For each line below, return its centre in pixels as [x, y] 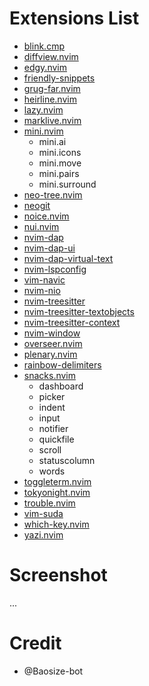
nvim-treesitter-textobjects [79, 311]
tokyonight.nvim [57, 492]
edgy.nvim [45, 67]
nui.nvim [41, 226]
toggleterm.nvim [57, 481]
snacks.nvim [50, 375]
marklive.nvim [52, 120]
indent [52, 407]
